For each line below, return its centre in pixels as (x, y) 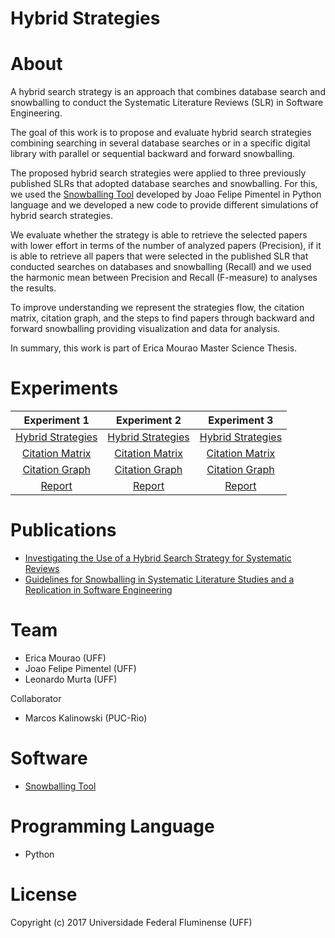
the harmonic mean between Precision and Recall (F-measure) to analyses (164, 278)
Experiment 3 (241, 420)
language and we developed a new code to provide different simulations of (164, 205)
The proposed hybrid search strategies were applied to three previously (158, 173)
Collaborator (36, 698)
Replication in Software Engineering (98, 590)
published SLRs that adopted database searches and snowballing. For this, (164, 184)
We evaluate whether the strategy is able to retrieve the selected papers (159, 235)
